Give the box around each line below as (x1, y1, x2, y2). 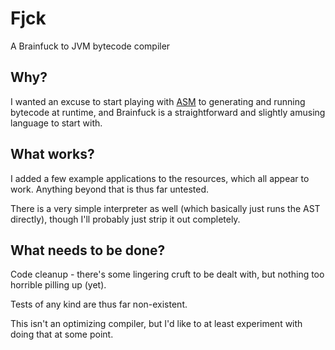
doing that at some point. (10, 328, 114, 341)
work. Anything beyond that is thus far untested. (10, 183, 210, 195)
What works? (10, 146, 95, 163)
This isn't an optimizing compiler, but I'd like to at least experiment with (10, 318, 303, 330)
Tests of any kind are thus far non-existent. (10, 298, 188, 311)
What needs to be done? (10, 242, 166, 259)
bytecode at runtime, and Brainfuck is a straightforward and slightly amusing (10, 106, 326, 118)
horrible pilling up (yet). (10, 279, 107, 291)
